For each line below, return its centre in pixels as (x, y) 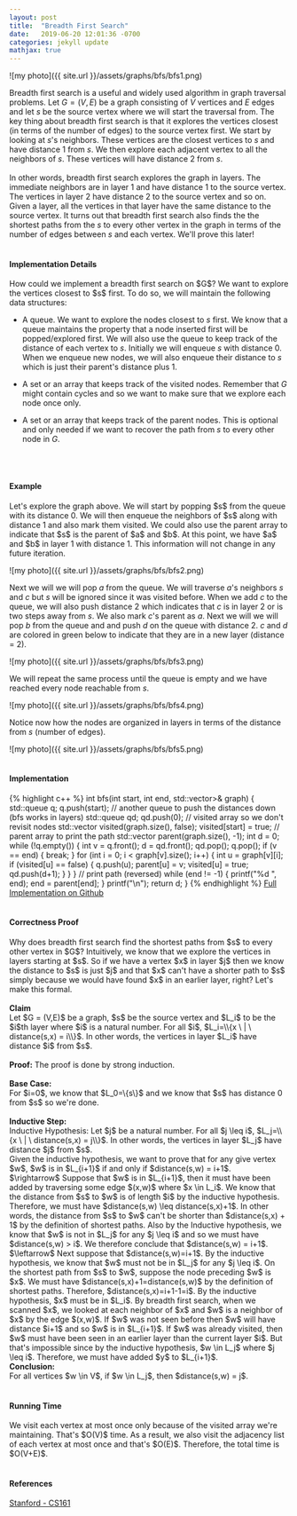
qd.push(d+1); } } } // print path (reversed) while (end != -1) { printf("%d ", (143, 873)
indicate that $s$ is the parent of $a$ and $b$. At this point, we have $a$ (143, 534)
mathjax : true (35, 51)
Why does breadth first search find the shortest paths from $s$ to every (141, 942)
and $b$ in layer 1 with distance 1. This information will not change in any (143, 543)
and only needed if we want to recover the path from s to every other (148, 430)
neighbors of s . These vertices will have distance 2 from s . (116, 159)
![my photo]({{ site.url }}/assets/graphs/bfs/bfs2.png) (106, 570)
